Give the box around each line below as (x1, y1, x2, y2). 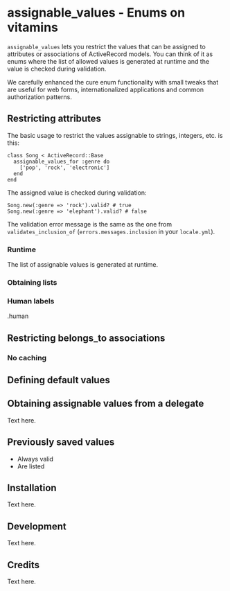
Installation (7, 482, 57, 493)
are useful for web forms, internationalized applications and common (7, 85, 204, 94)
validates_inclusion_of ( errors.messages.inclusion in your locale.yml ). (7, 227, 215, 236)
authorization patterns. (7, 92, 73, 101)
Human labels (7, 296, 55, 306)
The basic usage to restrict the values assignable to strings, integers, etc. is (7, 131, 223, 139)
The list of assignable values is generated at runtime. (7, 261, 159, 269)
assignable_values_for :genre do (13, 158, 110, 165)
